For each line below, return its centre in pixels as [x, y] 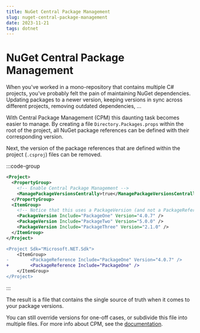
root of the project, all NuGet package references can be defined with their [98, 130]
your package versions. [35, 306]
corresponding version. [35, 137]
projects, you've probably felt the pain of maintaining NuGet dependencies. [99, 94]
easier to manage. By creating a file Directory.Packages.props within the [95, 124]
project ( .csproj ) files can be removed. [54, 155]
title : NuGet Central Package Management [58, 12]
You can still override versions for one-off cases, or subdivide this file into [97, 317]
